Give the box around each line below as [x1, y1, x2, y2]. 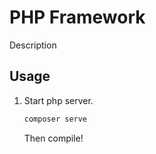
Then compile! [23, 132, 84, 144]
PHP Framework [9, 6, 146, 29]
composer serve [23, 114, 88, 124]
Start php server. [23, 94, 94, 106]
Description [9, 39, 57, 51]
